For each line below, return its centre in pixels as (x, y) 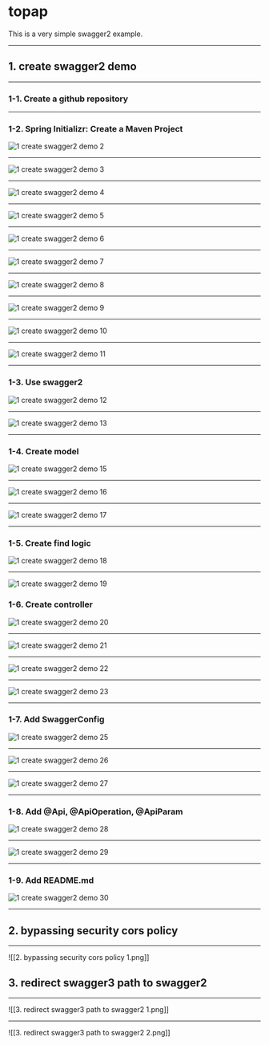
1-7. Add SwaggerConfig (56, 719)
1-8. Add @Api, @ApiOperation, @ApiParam (96, 811)
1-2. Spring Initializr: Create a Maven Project (96, 128)
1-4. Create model (44, 451)
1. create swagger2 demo (73, 67)
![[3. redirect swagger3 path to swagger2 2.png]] (89, 1033)
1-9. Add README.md (51, 880)
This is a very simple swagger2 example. (76, 34)
